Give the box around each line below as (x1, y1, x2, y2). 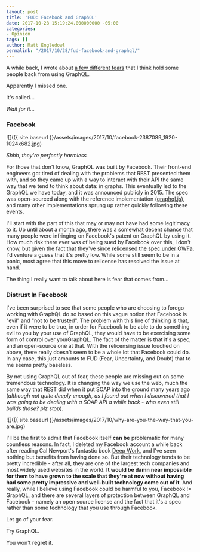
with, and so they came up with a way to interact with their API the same (6, 176, 184, 183)
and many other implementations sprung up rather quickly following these (6, 202, 188, 209)
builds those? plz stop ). (6, 405, 64, 412)
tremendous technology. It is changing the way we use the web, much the (6, 380, 188, 387)
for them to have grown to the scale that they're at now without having (6, 472, 184, 480)
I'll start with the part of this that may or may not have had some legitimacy (6, 220, 190, 227)
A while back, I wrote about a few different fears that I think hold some (6, 64, 179, 71)
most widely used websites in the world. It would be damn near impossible (6, 466, 192, 474)
